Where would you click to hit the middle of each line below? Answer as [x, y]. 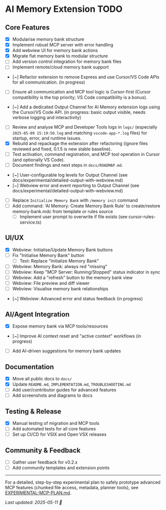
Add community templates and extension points [61, 468]
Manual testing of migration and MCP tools [56, 423]
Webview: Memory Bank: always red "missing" [60, 266]
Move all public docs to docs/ [42, 378]
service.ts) [31, 222]
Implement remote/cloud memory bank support [61, 67]
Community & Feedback [43, 450]
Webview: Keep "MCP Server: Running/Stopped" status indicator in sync [86, 272]
